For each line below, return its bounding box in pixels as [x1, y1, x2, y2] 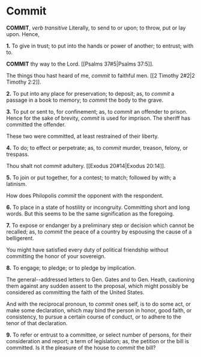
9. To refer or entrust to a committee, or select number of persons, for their [6, 331, 192, 338]
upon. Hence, [6, 30, 40, 37]
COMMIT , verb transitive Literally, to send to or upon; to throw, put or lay [6, 24, 186, 31]
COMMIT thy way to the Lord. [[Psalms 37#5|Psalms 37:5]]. [6, 60, 154, 67]
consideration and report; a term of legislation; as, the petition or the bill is [6, 337, 189, 344]
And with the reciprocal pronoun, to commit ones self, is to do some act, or [6, 300, 191, 308]
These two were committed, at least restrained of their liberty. [6, 132, 159, 140]
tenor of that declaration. [6, 319, 68, 326]
